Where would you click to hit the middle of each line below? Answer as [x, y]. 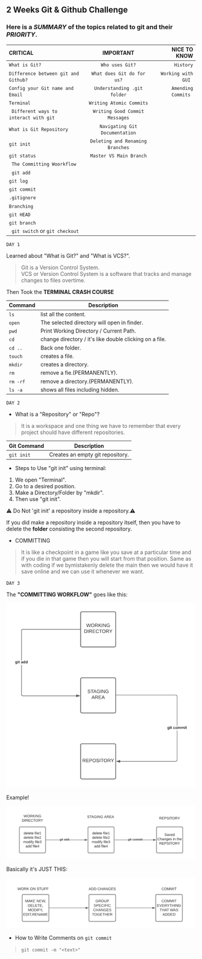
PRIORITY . [22, 34]
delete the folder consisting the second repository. [69, 529]
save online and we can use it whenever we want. [82, 571]
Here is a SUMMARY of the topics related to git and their [90, 27]
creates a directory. [65, 365]
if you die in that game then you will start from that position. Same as [106, 558]
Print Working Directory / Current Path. [88, 331]
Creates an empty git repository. [89, 454]
